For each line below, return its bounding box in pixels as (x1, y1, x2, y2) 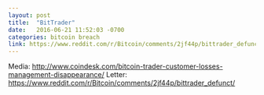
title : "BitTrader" (8, 19, 76, 26)
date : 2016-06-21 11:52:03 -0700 (8, 26, 125, 33)
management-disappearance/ (8, 70, 104, 79)
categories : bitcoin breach (8, 33, 101, 41)
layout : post (8, 11, 51, 19)
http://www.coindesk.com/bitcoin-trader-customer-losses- (31, 62, 223, 71)
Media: (8, 62, 31, 71)
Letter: (105, 70, 128, 79)
